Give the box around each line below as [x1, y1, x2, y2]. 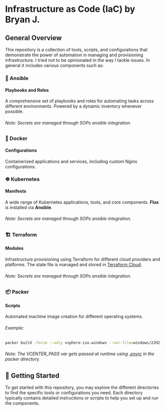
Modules [5, 246, 24, 251]
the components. [5, 400, 40, 406]
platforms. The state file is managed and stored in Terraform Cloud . [5, 262, 142, 268]
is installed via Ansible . [5, 204, 53, 210]
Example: [5, 325, 24, 331]
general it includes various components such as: [5, 63, 104, 68]
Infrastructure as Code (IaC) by [5, 3, 135, 15]
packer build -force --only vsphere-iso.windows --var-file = [5, 340, 134, 345]
